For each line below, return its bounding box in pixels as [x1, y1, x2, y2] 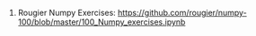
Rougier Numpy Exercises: [17, 8, 117, 18]
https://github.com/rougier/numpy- [118, 8, 247, 18]
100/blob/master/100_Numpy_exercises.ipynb [17, 17, 186, 27]
